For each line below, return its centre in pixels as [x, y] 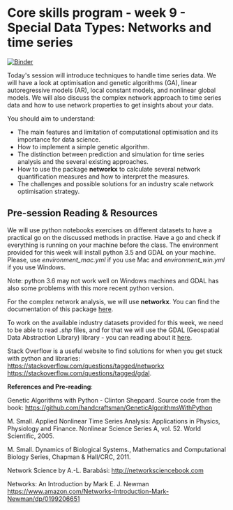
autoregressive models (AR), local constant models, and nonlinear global [112, 90]
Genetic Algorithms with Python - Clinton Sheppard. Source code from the [114, 400]
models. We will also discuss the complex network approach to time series [114, 97]
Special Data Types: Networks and [109, 28]
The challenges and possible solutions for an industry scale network [115, 183]
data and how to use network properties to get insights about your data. [111, 105]
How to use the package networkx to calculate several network [109, 169]
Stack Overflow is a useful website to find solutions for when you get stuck [115, 351]
